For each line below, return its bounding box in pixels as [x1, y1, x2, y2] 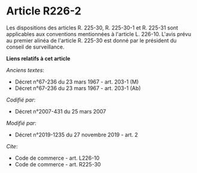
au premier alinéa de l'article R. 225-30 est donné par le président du [6, 37, 177, 44]
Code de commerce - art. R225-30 [14, 160, 101, 168]
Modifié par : [6, 119, 37, 127]
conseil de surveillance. [6, 43, 65, 50]
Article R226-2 [6, 4, 82, 18]
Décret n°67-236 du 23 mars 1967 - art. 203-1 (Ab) [14, 84, 141, 91]
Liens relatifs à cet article [6, 55, 71, 62]
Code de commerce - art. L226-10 [14, 154, 100, 162]
